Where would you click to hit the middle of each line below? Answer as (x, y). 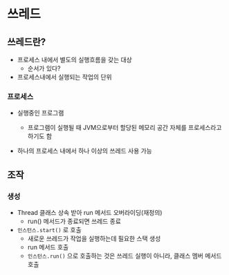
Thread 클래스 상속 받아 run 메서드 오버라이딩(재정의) (90, 212)
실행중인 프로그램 (40, 113)
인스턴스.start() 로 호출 (49, 229)
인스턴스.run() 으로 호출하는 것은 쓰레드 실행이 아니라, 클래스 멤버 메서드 (125, 256)
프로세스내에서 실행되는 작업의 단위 (64, 77)
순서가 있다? (44, 68)
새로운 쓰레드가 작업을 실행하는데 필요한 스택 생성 (94, 238)
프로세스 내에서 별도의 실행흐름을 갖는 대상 (75, 60)
